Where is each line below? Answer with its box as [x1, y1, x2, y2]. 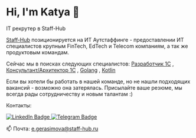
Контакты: [6, 101, 32, 109]
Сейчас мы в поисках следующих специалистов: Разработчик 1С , [6, 60, 174, 67]
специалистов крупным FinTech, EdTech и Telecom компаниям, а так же [6, 42, 188, 50]
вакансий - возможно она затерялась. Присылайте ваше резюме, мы [6, 84, 182, 91]
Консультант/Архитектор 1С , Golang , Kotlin [6, 66, 116, 73]
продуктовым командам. [6, 48, 70, 55]
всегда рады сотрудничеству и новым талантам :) [6, 90, 133, 97]
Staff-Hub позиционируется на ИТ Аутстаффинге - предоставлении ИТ [6, 36, 184, 43]
